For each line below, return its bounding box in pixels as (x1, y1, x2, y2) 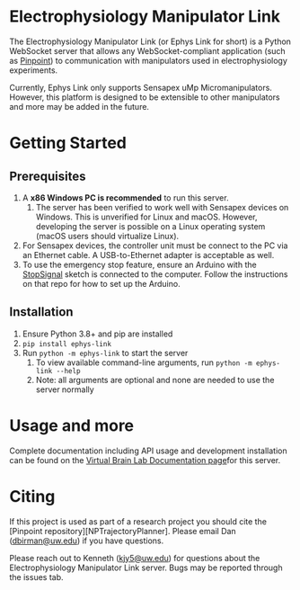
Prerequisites (9, 168, 86, 183)
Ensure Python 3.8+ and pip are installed (22, 328, 173, 339)
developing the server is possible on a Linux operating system (35, 220, 266, 231)
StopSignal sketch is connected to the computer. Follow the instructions (22, 268, 288, 280)
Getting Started (9, 133, 128, 154)
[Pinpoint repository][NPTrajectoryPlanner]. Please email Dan (9, 525, 236, 536)
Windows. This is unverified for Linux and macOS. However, (35, 211, 258, 222)
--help (56, 366, 81, 375)
